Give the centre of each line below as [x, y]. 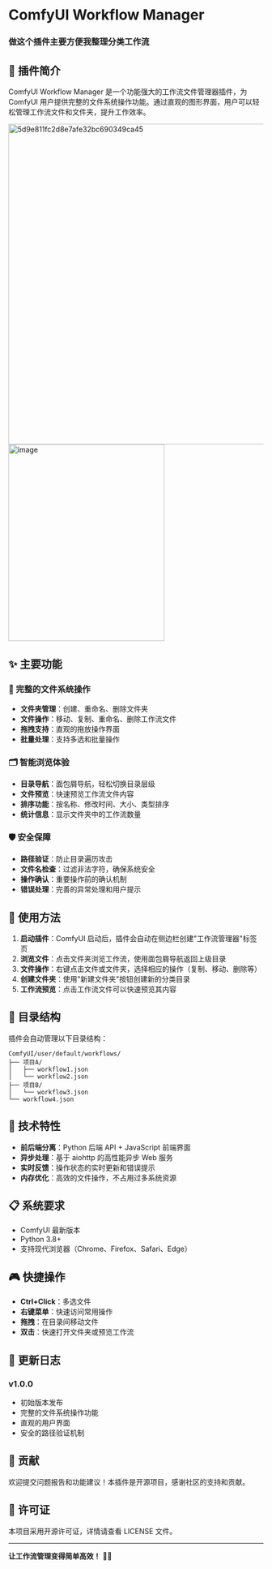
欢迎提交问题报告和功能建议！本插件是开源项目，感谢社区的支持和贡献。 [129, 1481]
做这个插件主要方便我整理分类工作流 [79, 42]
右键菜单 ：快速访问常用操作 [66, 1312]
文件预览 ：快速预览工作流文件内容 [77, 793]
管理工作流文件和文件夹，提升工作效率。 [83, 112]
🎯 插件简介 [34, 71]
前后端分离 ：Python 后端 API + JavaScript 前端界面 [105, 1147]
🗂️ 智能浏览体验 [39, 762]
